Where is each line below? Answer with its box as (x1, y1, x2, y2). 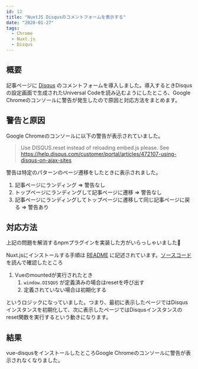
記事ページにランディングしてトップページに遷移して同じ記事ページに (14, 196, 185, 203)
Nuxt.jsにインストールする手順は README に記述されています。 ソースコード (6, 252, 192, 259)
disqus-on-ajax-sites (20, 156, 72, 164)
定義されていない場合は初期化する (23, 286, 107, 293)
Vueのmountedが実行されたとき (14, 272, 93, 279)
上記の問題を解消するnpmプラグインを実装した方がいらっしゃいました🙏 (6, 239, 181, 246)
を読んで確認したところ (6, 259, 63, 266)
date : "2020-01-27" (6, 19, 54, 25)
